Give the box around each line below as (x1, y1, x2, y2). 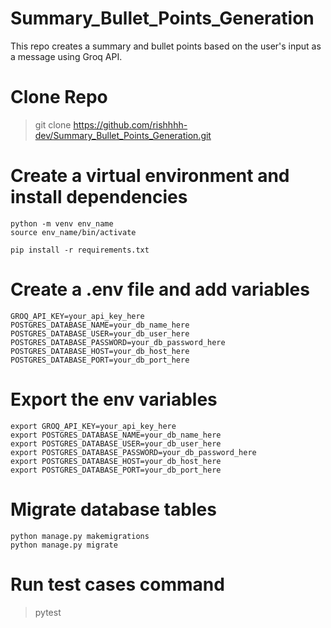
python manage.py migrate (10, 540, 118, 550)
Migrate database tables (10, 498, 217, 521)
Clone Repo (10, 86, 108, 109)
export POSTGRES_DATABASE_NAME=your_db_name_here (10, 430, 222, 440)
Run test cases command (10, 573, 225, 596)
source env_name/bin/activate (10, 227, 137, 237)
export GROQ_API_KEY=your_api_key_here (10, 421, 177, 431)
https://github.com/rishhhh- (73, 118, 188, 131)
